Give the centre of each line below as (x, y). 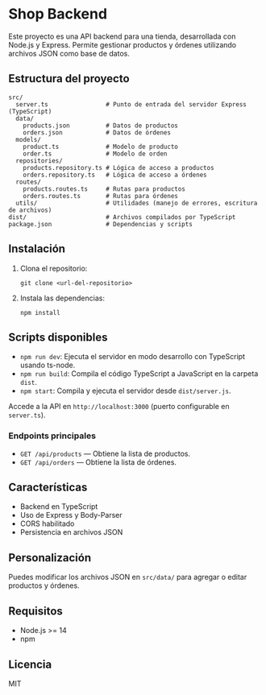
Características (48, 488)
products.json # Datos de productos (101, 126)
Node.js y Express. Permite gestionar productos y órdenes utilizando (122, 44)
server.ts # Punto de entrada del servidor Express (131, 104)
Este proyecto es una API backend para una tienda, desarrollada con (122, 36)
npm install (40, 312)
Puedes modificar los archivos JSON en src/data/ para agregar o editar (128, 577)
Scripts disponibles (58, 337)
